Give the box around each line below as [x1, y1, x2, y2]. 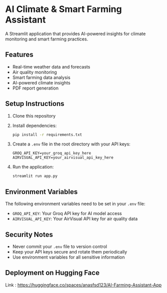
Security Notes [5, 230, 53, 238]
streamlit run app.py [12, 173, 57, 178]
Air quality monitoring [12, 69, 57, 75]
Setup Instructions [5, 99, 64, 108]
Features [5, 50, 33, 59]
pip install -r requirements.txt [12, 132, 82, 137]
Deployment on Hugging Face [5, 268, 100, 277]
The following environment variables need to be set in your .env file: [5, 201, 145, 207]
